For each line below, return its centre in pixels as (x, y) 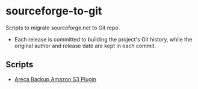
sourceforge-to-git (54, 11)
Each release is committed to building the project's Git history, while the (103, 39)
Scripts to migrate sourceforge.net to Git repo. (63, 28)
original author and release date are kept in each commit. (85, 46)
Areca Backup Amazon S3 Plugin (55, 79)
